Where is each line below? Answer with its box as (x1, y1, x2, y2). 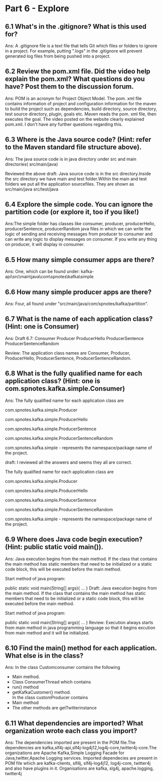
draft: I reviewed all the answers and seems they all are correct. (5, 459, 132, 465)
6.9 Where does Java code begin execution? (5, 535, 143, 544)
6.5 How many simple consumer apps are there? (5, 255, 155, 264)
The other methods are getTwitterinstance (12, 705, 97, 711)
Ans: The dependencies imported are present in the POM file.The (5, 740, 136, 745)
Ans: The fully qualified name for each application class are (5, 398, 124, 403)
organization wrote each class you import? (5, 726, 138, 735)
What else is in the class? (5, 651, 84, 660)
